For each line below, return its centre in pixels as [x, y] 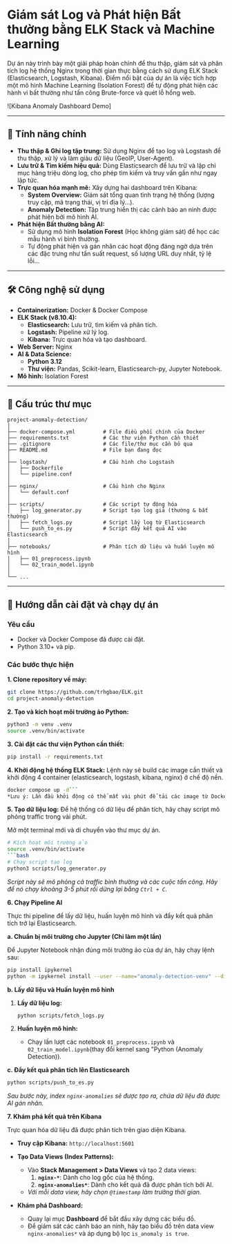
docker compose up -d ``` [43, 790]
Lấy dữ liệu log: [39, 1003]
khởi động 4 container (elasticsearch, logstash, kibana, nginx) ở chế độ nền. [115, 777]
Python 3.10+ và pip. [46, 647]
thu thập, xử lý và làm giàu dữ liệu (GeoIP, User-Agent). [96, 158]
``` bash [18, 856]
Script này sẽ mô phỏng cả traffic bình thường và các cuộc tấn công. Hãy [113, 882]
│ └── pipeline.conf [40, 474]
